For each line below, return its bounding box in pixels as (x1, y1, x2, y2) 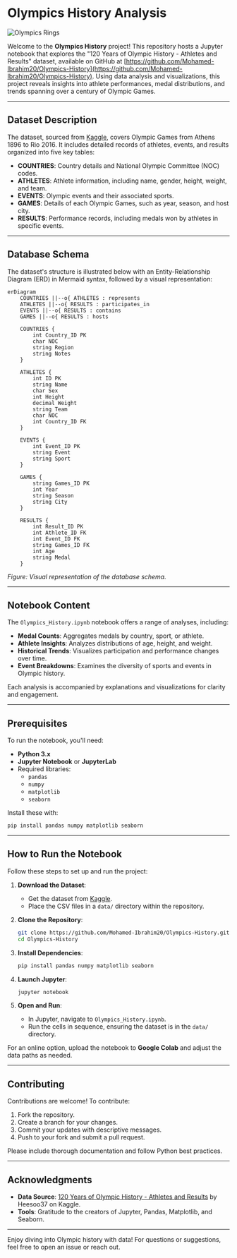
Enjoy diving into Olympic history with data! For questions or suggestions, (7, 1235, 221, 1243)
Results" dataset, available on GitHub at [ (7, 56, 127, 65)
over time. (17, 654, 47, 663)
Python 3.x (17, 750, 51, 758)
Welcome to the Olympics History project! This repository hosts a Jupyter (7, 42, 224, 50)
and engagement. (7, 690, 59, 699)
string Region (32, 344, 74, 351)
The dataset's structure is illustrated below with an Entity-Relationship (7, 267, 211, 276)
